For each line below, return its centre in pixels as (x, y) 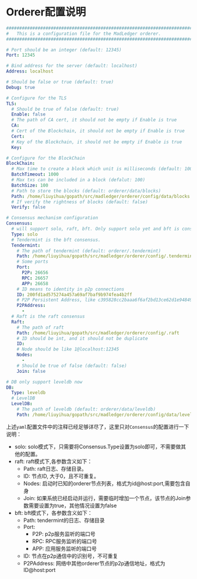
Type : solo (25, 234)
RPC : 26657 (35, 278)
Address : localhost (30, 71)
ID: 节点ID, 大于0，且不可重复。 (61, 476)
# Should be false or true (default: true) (60, 82)
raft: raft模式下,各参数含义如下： (53, 461)
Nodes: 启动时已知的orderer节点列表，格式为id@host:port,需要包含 (104, 483)
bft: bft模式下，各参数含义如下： (53, 512)
